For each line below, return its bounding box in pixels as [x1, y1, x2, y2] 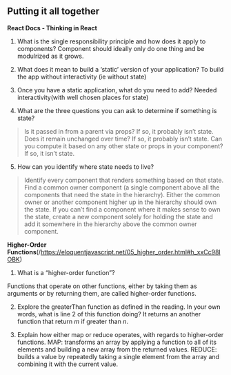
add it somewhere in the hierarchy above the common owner [23, 220, 198, 228]
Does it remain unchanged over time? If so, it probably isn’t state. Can [23, 134, 223, 143]
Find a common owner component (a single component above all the [23, 183, 220, 192]
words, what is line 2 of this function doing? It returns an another [17, 310, 201, 318]
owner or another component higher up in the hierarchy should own [23, 198, 217, 206]
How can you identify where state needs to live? [17, 162, 154, 171]
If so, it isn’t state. [23, 149, 75, 157]
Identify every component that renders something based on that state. [23, 176, 224, 184]
